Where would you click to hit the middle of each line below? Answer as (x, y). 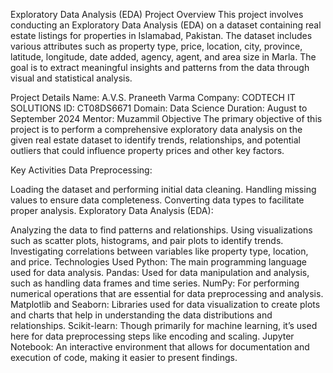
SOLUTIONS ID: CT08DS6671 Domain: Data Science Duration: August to (159, 108)
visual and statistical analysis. (71, 78)
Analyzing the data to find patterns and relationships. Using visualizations (161, 230)
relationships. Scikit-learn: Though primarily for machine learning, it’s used (164, 325)
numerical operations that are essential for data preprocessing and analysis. (167, 293)
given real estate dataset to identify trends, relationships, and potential (155, 140)
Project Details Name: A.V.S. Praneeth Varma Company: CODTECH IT (153, 97)
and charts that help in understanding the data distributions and (141, 315)
